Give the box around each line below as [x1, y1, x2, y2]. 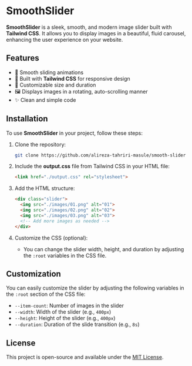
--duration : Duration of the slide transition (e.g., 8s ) [14, 321, 140, 328]
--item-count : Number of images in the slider [14, 302, 124, 310]
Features [6, 53, 39, 63]
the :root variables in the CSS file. [23, 252, 107, 259]
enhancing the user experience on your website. [6, 36, 123, 43]
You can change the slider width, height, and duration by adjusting [23, 245, 184, 252]
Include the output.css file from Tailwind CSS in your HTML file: [14, 163, 170, 170]
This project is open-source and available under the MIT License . [6, 354, 164, 361]
